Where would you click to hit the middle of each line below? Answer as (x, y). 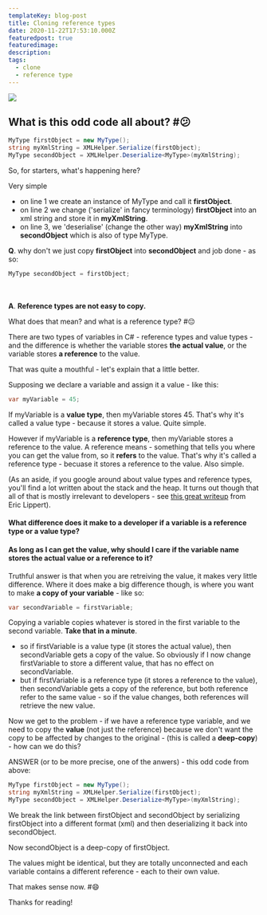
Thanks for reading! (41, 902)
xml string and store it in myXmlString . (84, 218)
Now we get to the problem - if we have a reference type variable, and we (130, 721)
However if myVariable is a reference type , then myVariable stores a (121, 438)
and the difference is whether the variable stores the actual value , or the (128, 345)
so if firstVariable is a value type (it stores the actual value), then (125, 646)
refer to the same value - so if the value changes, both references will (134, 697)
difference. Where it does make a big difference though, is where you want (131, 584)
